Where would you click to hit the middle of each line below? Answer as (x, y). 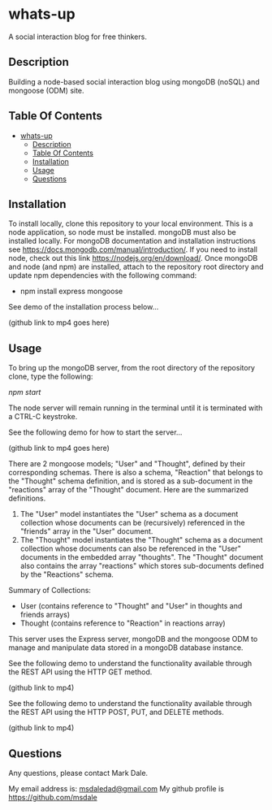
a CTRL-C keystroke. (43, 417)
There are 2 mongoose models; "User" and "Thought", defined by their (127, 464)
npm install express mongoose (71, 291)
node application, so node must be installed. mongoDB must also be (123, 232)
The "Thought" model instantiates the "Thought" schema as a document (141, 540)
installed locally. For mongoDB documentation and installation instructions (132, 241)
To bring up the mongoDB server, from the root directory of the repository (132, 368)
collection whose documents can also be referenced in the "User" (131, 548)
